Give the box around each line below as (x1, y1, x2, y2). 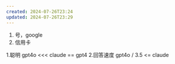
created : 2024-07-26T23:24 (6, 8, 73, 15)
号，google (14, 31, 43, 39)
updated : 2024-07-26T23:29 (6, 14, 73, 20)
